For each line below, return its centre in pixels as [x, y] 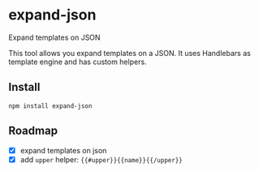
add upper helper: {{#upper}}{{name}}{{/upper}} [101, 159]
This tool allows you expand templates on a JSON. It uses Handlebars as [130, 53]
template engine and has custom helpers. [78, 62]
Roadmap [33, 131]
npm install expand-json [50, 106]
